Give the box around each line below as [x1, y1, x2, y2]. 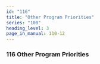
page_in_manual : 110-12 [6, 31, 65, 37]
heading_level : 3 [6, 25, 49, 31]
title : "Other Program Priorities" [6, 14, 95, 20]
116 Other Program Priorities [6, 50, 89, 59]
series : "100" [6, 20, 42, 25]
